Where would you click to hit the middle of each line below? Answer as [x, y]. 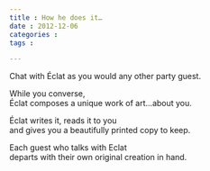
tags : [22, 43]
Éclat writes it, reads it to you [63, 121]
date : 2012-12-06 [44, 26]
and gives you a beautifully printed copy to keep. [100, 130]
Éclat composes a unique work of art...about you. [100, 103]
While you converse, [47, 94]
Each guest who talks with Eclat [68, 148]
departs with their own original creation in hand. [98, 157]
